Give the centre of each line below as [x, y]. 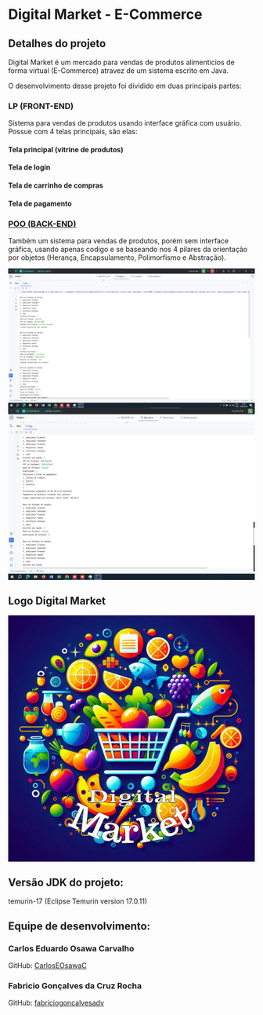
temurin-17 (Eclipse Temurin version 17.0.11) [77, 901]
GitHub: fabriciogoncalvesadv [56, 1003]
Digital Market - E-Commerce [105, 15]
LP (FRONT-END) [41, 106]
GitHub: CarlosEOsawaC [48, 965]
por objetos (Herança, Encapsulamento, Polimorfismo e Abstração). [117, 257]
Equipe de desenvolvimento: [79, 926]
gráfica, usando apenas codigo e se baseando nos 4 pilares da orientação [128, 249]
